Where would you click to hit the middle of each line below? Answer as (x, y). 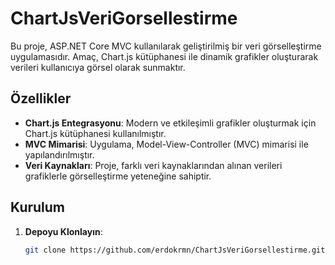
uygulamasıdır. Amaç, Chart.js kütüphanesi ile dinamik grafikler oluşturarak (164, 56)
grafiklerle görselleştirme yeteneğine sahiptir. (118, 176)
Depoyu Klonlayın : (63, 231)
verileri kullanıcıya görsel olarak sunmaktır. (98, 67)
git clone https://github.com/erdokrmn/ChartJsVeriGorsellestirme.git (175, 250)
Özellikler (41, 98)
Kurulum (38, 207)
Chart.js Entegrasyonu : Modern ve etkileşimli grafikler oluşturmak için (170, 123)
